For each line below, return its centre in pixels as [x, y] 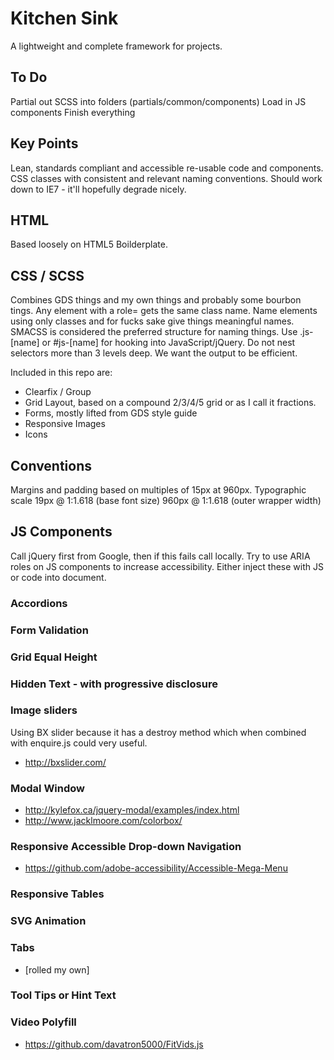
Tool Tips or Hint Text [63, 995]
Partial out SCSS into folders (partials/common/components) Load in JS [158, 101]
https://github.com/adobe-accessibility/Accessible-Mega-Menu [156, 868]
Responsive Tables [57, 894]
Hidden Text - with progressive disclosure [114, 684]
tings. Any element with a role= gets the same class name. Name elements [164, 311]
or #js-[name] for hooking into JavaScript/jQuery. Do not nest [168, 343]
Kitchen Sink [64, 18]
